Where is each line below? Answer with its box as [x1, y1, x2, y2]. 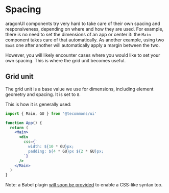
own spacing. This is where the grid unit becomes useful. [5, 57, 126, 63]
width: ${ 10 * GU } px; [28, 144, 74, 149]
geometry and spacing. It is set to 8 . [5, 91, 81, 98]
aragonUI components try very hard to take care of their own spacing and [5, 20, 160, 27]
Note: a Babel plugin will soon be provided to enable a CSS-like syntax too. [5, 182, 163, 188]
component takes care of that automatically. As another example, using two [5, 37, 164, 43]
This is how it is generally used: [5, 101, 71, 107]
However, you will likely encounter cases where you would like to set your [5, 52, 160, 58]
